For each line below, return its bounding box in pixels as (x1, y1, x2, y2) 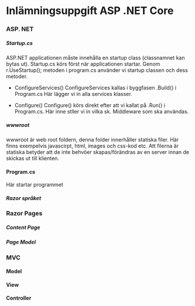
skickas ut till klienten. (6, 155, 60, 162)
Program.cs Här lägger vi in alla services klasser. (14, 91, 133, 98)
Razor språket (6, 194, 42, 201)
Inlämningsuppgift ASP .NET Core (6, 4, 174, 18)
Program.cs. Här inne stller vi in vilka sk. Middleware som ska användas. (14, 108, 189, 115)
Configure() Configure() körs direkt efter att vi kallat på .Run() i (14, 102, 166, 109)
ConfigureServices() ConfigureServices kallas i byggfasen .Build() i (14, 84, 177, 91)
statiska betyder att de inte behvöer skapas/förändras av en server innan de (6, 149, 189, 156)
